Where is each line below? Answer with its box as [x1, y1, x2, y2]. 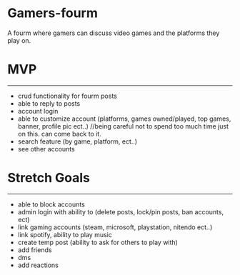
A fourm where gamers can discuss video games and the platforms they [7, 29, 220, 37]
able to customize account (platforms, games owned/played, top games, [17, 114, 231, 123]
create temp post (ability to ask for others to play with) [17, 238, 179, 246]
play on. [7, 36, 31, 44]
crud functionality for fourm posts [17, 91, 118, 100]
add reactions [17, 261, 59, 269]
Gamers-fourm [7, 5, 98, 21]
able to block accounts [17, 200, 86, 209]
